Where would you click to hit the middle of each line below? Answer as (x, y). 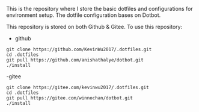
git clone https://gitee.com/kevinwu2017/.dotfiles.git (78, 87)
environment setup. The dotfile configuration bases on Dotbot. (84, 15)
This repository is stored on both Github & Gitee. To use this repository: (94, 27)
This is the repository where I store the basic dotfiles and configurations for (100, 9)
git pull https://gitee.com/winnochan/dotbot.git (70, 98)
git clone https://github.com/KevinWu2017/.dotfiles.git (79, 49)
